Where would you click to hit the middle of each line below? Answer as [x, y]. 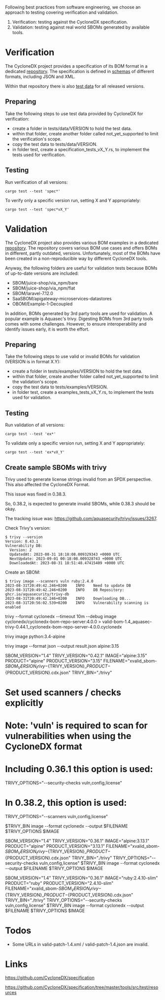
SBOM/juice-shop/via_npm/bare [45, 283]
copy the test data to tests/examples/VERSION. [60, 387]
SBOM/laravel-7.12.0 [33, 293]
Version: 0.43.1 [22, 541]
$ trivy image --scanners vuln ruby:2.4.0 [49, 581]
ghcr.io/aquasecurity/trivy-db [37, 594]
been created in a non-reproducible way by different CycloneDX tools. [76, 258]
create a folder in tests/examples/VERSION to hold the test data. [77, 371]
